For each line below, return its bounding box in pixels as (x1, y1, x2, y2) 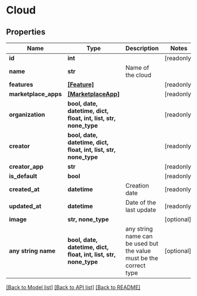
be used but (125, 240, 158, 247)
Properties (6, 27, 46, 37)
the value (125, 247, 151, 255)
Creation (125, 182, 150, 189)
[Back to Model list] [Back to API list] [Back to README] (6, 284, 141, 291)
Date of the (125, 199, 157, 206)
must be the (125, 254, 158, 262)
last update (125, 206, 157, 214)
